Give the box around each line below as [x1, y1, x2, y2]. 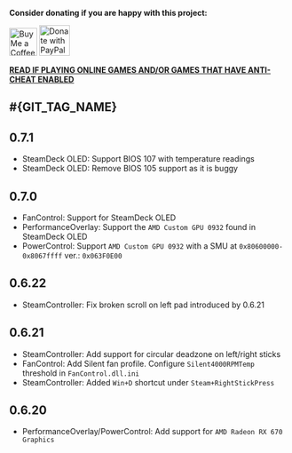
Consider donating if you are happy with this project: [9, 8, 208, 18]
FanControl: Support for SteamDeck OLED [21, 212, 177, 223]
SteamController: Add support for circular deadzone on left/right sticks [21, 348, 281, 359]
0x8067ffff [21, 252, 63, 261]
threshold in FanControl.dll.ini [21, 368, 140, 378]
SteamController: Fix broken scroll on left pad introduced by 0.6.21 [21, 299, 264, 310]
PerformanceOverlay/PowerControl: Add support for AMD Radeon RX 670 [21, 426, 283, 437]
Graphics [21, 435, 55, 445]
